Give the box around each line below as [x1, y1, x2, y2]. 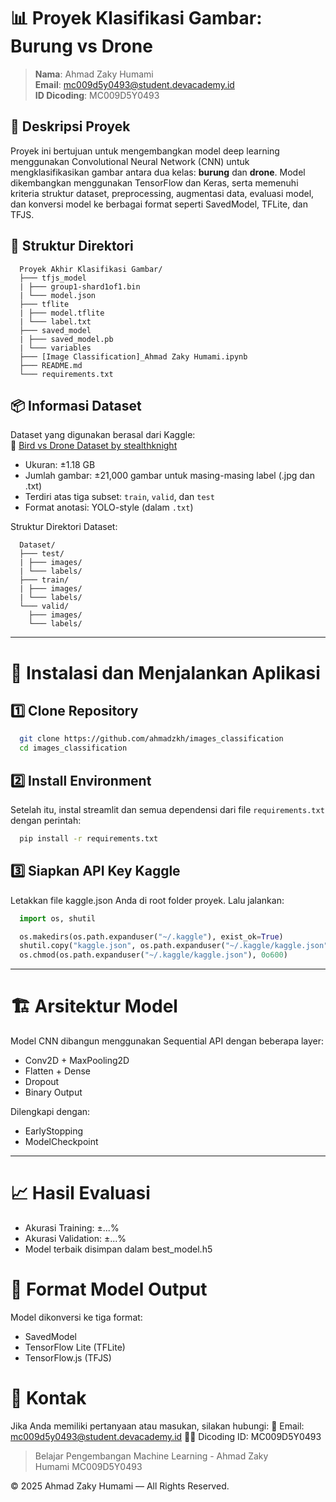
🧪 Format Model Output [10, 1278, 208, 1301]
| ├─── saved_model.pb [19, 334, 114, 344]
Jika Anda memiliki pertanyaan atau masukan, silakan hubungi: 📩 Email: [10, 1420, 305, 1432]
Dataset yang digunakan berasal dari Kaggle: [10, 429, 196, 441]
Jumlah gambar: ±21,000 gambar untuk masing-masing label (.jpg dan [24, 470, 315, 482]
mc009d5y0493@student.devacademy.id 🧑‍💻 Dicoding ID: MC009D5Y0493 [10, 1430, 322, 1442]
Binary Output [24, 1086, 83, 1099]
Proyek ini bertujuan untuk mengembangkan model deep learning [10, 145, 280, 157]
